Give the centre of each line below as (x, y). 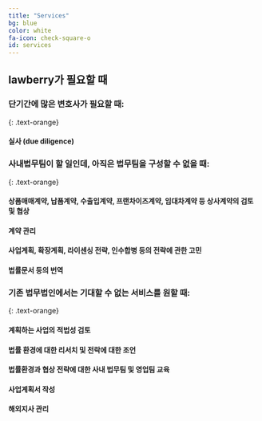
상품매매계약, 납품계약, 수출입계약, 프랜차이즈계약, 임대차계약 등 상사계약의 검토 (131, 201)
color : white (30, 30)
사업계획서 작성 (32, 389)
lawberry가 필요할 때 (58, 79)
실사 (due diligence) (41, 141)
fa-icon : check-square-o (50, 38)
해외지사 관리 (29, 409)
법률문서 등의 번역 (36, 270)
